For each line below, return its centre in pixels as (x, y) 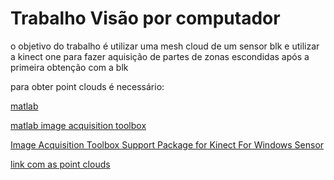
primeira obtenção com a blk (69, 67)
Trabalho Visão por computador (145, 18)
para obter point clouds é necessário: (87, 86)
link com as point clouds (60, 164)
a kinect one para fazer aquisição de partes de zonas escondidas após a (160, 56)
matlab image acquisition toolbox (78, 125)
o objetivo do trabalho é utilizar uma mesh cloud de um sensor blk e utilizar (165, 46)
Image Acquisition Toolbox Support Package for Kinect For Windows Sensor (167, 144)
